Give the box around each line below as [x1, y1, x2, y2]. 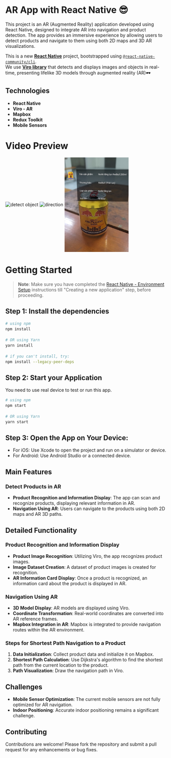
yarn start [5, 419, 29, 424]
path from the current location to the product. [12, 662, 109, 669]
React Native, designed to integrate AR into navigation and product [5, 26, 146, 32]
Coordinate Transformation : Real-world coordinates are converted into [12, 610, 164, 617]
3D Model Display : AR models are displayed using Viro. [12, 605, 130, 611]
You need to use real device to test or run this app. [5, 387, 112, 393]
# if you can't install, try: [5, 354, 70, 359]
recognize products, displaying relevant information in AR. [12, 500, 136, 507]
